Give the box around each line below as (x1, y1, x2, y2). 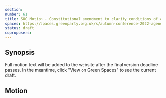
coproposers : (5, 30, 32, 35)
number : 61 (5, 12, 28, 17)
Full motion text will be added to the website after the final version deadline (5, 61, 158, 67)
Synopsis (5, 49, 35, 57)
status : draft (5, 26, 35, 31)
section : (5, 7, 23, 12)
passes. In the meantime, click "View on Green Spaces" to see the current (5, 67, 156, 73)
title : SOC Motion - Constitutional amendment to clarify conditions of (5, 16, 158, 21)
